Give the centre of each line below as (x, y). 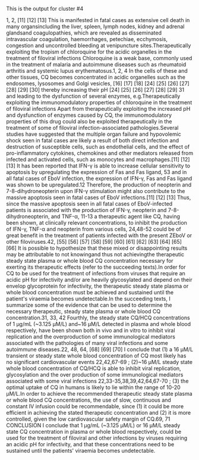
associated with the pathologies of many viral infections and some (87, 343)
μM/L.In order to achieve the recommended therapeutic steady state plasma (99, 394)
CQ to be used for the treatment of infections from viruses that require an (96, 273)
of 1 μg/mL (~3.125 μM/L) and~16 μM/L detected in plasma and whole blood (99, 324)
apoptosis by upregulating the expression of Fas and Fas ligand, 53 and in (97, 172)
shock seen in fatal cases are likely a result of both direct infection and (93, 140)
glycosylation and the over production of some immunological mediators (95, 374)
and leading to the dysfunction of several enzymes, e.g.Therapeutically (93, 96)
